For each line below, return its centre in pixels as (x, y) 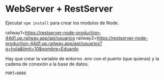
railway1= (15, 32)
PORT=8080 (16, 73)
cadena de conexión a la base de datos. (47, 64)
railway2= (87, 38)
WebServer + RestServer (59, 9)
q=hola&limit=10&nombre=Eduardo (42, 49)
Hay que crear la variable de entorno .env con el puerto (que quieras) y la (82, 58)
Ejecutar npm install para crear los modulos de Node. (62, 23)
